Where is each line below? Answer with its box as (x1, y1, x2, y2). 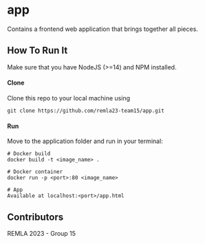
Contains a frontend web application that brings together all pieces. (7, 25, 198, 33)
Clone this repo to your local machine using (7, 93, 131, 102)
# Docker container (7, 168, 63, 175)
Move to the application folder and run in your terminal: (7, 137, 163, 146)
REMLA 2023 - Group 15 (7, 229, 76, 237)
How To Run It (7, 45, 68, 56)
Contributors (7, 211, 64, 223)
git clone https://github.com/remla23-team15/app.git (7, 107, 165, 114)
